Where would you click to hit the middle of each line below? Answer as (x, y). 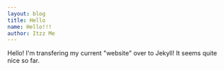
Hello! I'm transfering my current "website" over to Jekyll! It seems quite (112, 53)
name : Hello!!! (30, 27)
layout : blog (26, 14)
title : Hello (26, 20)
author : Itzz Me (31, 33)
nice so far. (24, 61)
